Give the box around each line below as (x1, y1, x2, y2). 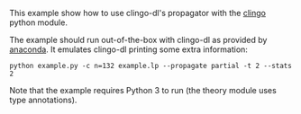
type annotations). (9, 94, 78, 105)
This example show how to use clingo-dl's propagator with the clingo (9, 8, 266, 18)
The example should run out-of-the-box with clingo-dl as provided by (9, 35, 268, 45)
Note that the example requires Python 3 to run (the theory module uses (9, 85, 277, 95)
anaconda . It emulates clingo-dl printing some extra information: (9, 44, 248, 55)
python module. (9, 17, 68, 28)
